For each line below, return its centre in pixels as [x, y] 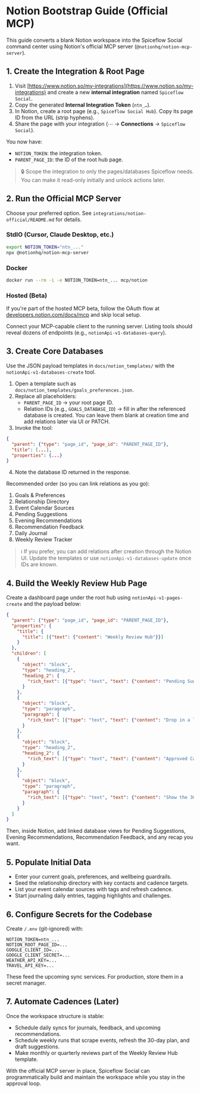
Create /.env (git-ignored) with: [45, 928]
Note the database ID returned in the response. [73, 472]
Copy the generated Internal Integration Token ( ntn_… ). [83, 105]
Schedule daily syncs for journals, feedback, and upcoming [87, 1028]
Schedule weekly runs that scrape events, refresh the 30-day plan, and [102, 1040]
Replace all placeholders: [46, 396]
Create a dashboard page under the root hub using [68, 598]
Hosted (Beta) [27, 295]
